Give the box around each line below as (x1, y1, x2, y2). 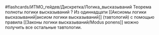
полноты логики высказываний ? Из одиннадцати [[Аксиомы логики (5, 9, 147, 15)
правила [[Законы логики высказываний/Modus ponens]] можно (5, 19, 139, 25)
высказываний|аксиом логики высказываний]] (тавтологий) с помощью (5, 14, 155, 20)
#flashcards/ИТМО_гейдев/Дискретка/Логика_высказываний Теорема (5, 4, 152, 10)
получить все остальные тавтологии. (5, 24, 82, 30)
